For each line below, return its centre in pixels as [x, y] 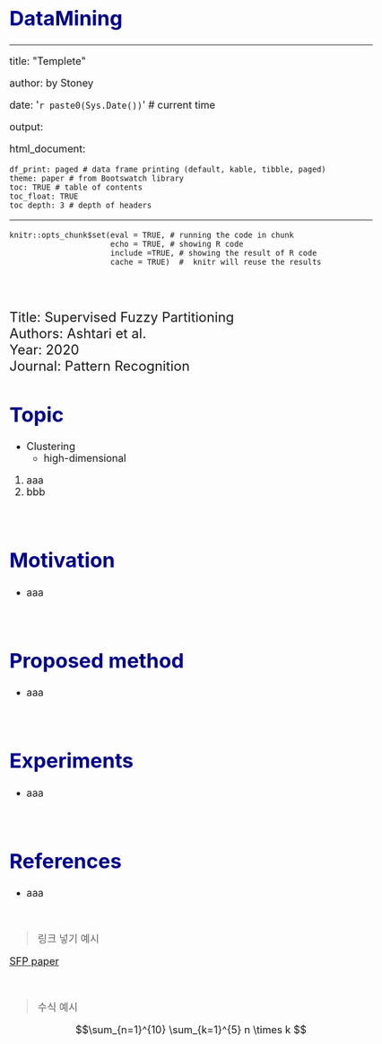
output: [26, 127]
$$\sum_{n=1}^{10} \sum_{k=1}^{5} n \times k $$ [191, 1030]
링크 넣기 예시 [69, 939]
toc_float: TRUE [44, 196]
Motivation [62, 560]
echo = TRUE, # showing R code [177, 243]
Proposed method [97, 660]
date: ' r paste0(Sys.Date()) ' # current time [113, 105]
